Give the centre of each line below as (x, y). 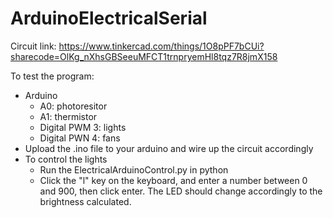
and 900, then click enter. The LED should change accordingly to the (181, 191)
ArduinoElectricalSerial (109, 18)
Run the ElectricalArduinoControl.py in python (134, 169)
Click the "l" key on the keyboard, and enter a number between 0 (173, 180)
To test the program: (52, 76)
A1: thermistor (68, 116)
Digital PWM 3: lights (83, 127)
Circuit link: (33, 46)
